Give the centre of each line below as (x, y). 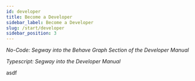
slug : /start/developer (35, 28)
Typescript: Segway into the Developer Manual (64, 62)
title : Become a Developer (39, 17)
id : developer (24, 11)
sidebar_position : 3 (32, 33)
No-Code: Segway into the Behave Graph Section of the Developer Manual (97, 50)
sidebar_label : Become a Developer (50, 22)
